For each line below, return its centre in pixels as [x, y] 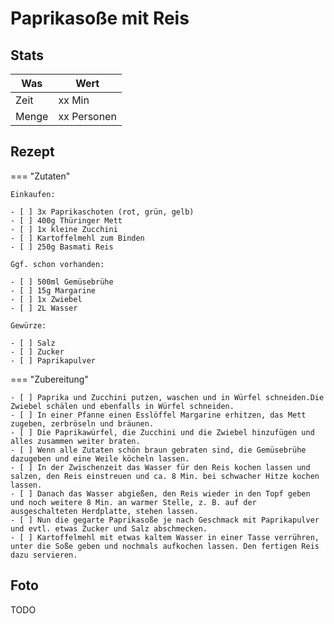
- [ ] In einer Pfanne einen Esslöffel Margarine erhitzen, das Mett [158, 415]
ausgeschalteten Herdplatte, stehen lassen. [104, 511]
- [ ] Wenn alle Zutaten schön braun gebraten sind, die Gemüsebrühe [158, 450]
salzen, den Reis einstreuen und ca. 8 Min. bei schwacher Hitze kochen [165, 476]
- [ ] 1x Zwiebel [46, 299]
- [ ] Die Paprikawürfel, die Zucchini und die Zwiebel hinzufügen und [162, 432]
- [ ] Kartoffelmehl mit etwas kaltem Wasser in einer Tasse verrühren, [165, 537]
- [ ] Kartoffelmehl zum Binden [77, 238]
